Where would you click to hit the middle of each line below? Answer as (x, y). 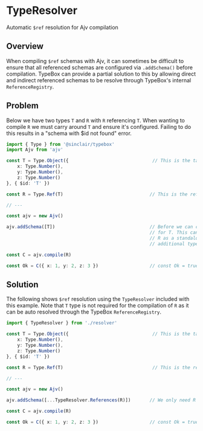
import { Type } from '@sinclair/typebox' (60, 144)
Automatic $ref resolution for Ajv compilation (63, 27)
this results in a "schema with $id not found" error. (69, 133)
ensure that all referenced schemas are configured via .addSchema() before (100, 67)
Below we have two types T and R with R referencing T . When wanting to (96, 120)
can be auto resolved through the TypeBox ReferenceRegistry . (84, 312)
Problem (23, 106)
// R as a (162, 239)
